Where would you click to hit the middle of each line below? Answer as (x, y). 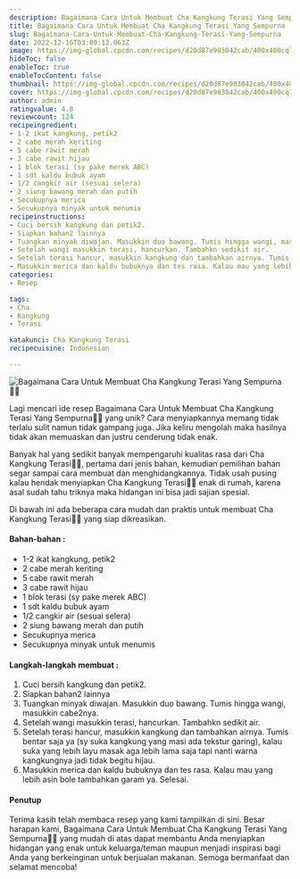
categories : (31, 275)
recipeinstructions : (48, 216)
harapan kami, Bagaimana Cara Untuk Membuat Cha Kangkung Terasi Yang (148, 829)
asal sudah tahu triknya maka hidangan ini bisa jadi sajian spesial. (129, 492)
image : (21, 51)
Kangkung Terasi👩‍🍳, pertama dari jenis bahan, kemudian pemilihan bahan (145, 463)
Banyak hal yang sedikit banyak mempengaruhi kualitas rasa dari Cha (137, 454)
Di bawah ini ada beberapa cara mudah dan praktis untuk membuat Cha (142, 509)
